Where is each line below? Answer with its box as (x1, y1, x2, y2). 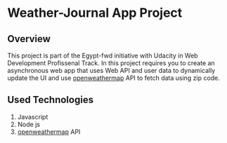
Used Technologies (7, 94, 93, 106)
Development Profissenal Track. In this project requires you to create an (7, 59, 216, 67)
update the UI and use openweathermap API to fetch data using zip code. (7, 74, 220, 82)
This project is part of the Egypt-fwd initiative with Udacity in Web (7, 51, 198, 60)
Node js (17, 120, 41, 128)
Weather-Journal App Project (7, 5, 183, 21)
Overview (7, 33, 51, 45)
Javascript (17, 112, 48, 121)
